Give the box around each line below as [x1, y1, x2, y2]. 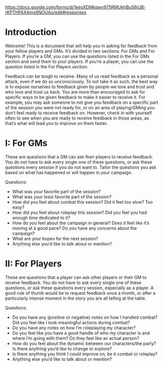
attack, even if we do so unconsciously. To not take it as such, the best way [5, 78, 158, 84]
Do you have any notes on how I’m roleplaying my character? [12, 325, 136, 331]
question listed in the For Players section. [5, 63, 88, 69]
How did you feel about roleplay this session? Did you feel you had [12, 209, 147, 215]
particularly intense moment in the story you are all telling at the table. [5, 295, 146, 301]
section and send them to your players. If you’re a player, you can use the [5, 59, 154, 64]
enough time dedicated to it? [12, 214, 70, 220]
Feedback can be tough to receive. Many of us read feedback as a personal [5, 73, 159, 79]
